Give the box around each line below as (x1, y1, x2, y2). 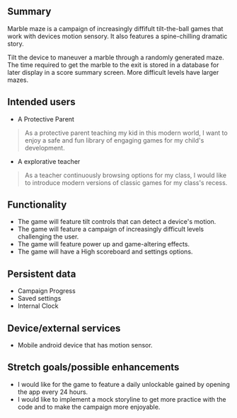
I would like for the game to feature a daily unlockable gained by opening (17, 380, 230, 388)
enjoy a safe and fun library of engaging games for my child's (24, 136, 204, 144)
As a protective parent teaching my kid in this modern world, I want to (24, 129, 228, 137)
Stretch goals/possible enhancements (7, 362, 180, 374)
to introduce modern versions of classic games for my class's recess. (24, 178, 228, 186)
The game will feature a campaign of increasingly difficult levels (17, 225, 204, 234)
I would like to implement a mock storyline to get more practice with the (17, 395, 226, 403)
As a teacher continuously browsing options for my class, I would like (24, 171, 227, 179)
